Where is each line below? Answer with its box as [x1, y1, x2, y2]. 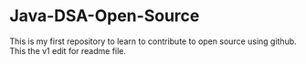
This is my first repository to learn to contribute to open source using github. [9, 36, 297, 47]
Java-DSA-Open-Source [9, 5, 200, 27]
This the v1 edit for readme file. [9, 45, 126, 56]
